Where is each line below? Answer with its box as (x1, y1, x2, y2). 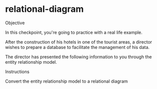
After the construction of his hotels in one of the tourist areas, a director (5, 39, 153, 45)
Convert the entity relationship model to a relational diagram (5, 78, 128, 84)
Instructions (5, 68, 30, 75)
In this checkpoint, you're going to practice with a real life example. (5, 29, 143, 35)
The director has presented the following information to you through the (5, 53, 152, 60)
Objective (5, 20, 25, 26)
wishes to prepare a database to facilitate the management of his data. (5, 44, 150, 50)
